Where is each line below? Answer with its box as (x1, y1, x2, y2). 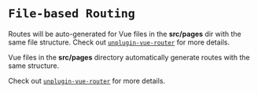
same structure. (8, 61, 60, 70)
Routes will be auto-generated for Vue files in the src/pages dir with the (8, 29, 241, 38)
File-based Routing (8, 6, 135, 21)
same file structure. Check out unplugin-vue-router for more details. (8, 38, 230, 47)
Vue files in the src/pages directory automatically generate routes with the (8, 52, 250, 62)
